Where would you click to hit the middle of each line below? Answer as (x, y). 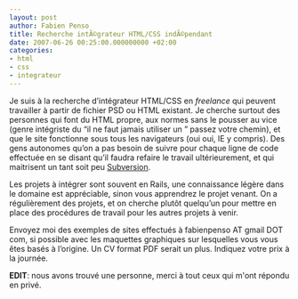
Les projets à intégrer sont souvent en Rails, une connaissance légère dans (147, 184)
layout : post (33, 17)
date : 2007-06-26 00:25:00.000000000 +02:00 (93, 42)
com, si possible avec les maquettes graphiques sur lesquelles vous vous (144, 239)
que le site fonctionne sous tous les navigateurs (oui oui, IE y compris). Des (147, 138)
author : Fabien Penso (49, 26)
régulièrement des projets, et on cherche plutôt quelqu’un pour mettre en (143, 203)
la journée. (29, 258)
